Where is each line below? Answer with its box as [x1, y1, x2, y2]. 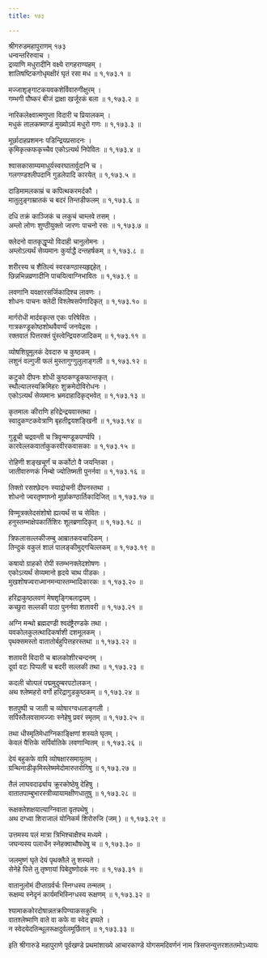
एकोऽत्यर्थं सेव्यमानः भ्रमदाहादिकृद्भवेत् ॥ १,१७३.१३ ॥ [8, 390, 146, 400]
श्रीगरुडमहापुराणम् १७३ [8, 41, 66, 51]
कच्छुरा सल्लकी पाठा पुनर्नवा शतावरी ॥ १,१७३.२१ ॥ [8, 602, 143, 611]
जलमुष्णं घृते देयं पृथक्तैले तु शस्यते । [8, 855, 100, 865]
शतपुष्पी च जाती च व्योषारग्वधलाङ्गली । [8, 703, 110, 713]
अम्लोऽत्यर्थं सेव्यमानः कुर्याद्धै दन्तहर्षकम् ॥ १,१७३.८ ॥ [8, 245, 144, 255]
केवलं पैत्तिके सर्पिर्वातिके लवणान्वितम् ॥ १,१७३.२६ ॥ [8, 738, 142, 747]
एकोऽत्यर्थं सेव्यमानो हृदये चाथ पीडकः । [8, 568, 107, 577]
